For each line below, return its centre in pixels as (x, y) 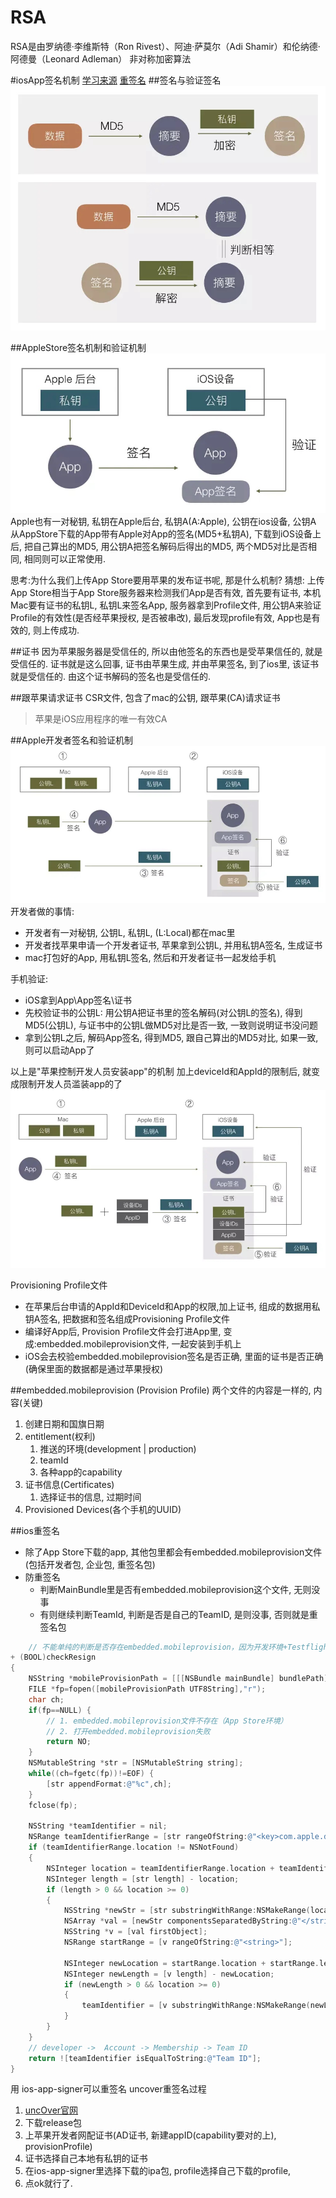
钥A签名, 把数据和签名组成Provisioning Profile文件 (127, 1318)
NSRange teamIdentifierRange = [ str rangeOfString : (138, 1837)
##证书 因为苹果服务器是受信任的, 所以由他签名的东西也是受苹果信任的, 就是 (166, 652)
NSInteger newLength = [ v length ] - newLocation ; (169, 1974)
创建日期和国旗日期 (64, 1423)
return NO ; (69, 1742)
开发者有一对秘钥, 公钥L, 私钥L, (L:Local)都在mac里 (130, 933)
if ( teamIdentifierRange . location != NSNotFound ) (134, 1847)
